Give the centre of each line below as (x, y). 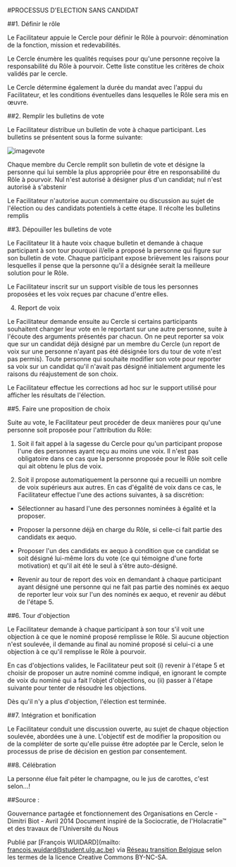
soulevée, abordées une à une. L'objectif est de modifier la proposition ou (114, 736)
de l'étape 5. (36, 602)
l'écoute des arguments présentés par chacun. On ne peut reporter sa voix (116, 337)
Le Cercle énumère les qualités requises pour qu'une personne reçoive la (114, 59)
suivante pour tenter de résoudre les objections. (77, 688)
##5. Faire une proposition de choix (59, 409)
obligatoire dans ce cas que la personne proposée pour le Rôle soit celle (122, 459)
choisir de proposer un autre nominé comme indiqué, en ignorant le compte (117, 673)
